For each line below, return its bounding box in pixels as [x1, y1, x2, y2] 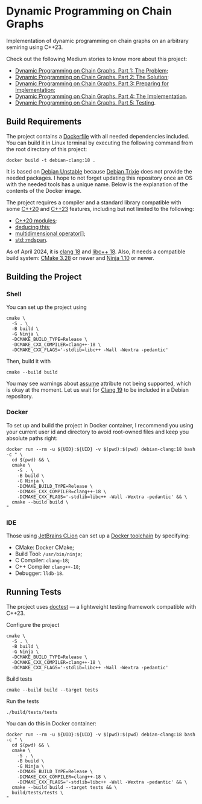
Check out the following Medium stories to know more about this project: [6, 55, 188, 62]
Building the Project [6, 272, 82, 282]
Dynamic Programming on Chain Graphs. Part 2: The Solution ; [14, 73, 169, 80]
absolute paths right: [6, 434, 58, 442]
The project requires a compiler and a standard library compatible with [6, 198, 181, 206]
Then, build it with [6, 358, 51, 365]
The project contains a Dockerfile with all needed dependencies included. [6, 132, 190, 140]
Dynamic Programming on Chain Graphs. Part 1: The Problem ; [14, 66, 169, 74]
